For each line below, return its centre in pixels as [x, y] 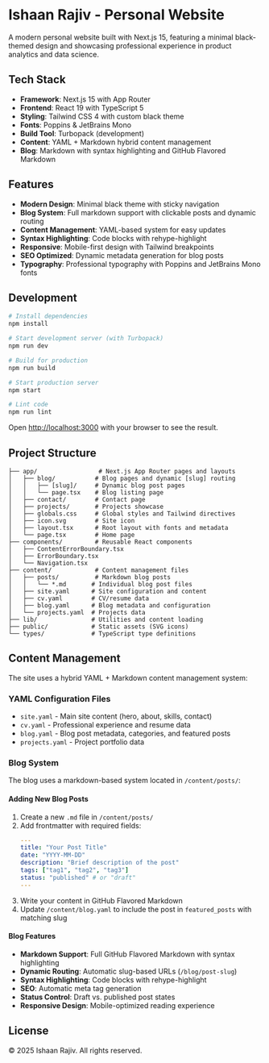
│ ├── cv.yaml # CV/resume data [79, 598]
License [29, 1031]
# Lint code [28, 405]
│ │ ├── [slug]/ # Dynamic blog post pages [97, 486]
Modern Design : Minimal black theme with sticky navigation [120, 204]
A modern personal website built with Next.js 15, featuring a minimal [121, 37]
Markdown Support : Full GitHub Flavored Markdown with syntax [127, 954]
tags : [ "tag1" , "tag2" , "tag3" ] [74, 870]
